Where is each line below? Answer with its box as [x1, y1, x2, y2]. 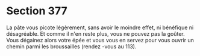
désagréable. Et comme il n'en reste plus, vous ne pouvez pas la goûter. [6, 30, 185, 37]
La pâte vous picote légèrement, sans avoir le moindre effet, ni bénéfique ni [6, 24, 194, 31]
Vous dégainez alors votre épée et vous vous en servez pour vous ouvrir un [6, 36, 195, 43]
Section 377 [6, 4, 67, 18]
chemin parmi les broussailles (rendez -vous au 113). [6, 43, 137, 50]
